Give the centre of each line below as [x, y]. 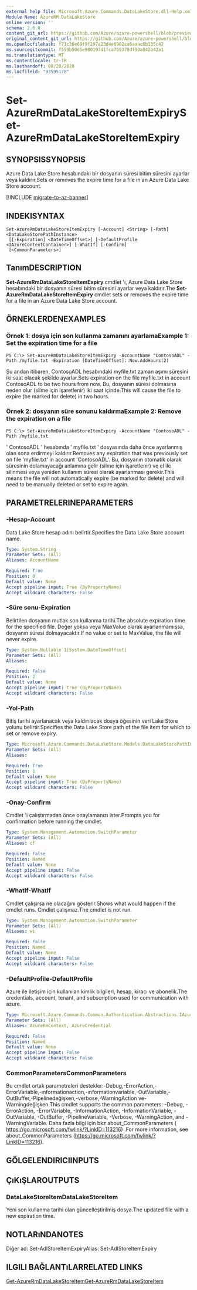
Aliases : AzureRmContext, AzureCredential [59, 1025]
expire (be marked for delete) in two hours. [58, 396]
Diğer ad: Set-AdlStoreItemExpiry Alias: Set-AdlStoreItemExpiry [81, 1249]
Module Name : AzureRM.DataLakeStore [51, 17]
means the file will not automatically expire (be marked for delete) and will [95, 478]
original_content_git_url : [39, 39]
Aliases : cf [21, 843]
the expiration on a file [39, 419]
